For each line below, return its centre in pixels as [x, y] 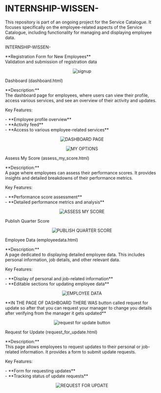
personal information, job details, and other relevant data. [63, 260]
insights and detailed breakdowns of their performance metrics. [69, 178]
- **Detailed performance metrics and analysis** [55, 202]
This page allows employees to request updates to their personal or [73, 347]
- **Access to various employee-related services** [57, 129]
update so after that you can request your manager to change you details [79, 308]
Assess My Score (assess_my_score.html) [47, 158]
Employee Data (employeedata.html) [42, 240]
